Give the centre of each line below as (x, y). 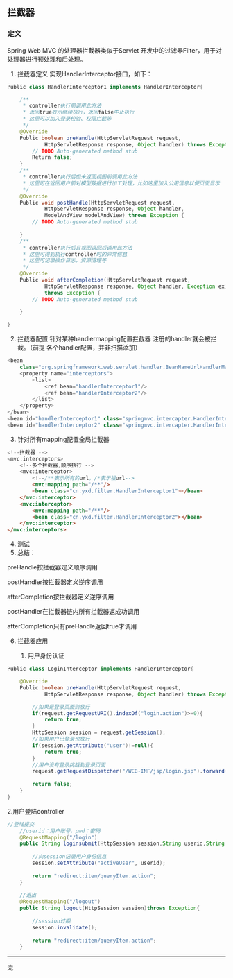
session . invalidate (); (65, 927)
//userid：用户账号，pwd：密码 (60, 831)
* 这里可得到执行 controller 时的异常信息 (75, 254)
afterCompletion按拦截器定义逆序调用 (61, 597)
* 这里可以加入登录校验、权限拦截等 (67, 119)
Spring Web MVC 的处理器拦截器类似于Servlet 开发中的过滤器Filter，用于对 (114, 50)
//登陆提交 (21, 824)
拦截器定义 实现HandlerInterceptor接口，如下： (85, 74)
